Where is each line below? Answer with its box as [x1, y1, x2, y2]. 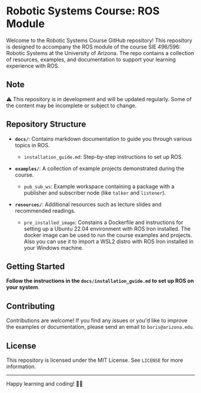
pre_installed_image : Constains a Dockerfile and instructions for [23, 219, 184, 226]
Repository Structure [6, 119, 87, 129]
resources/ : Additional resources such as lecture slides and [14, 201, 162, 208]
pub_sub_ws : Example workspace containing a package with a [23, 183, 175, 190]
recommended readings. [14, 207, 76, 214]
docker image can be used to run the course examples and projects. [23, 231, 193, 238]
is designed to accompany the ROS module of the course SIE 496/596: [6, 43, 181, 50]
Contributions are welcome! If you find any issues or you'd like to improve [6, 317, 188, 324]
